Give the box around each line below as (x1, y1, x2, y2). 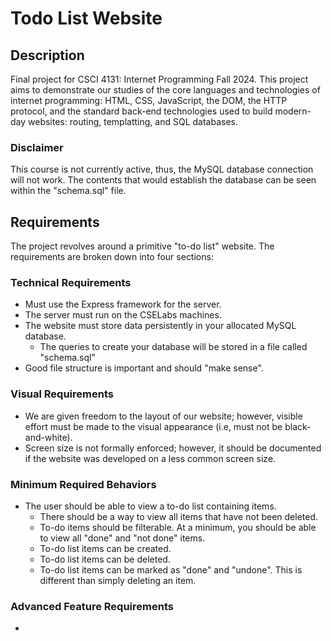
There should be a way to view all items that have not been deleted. (39, 511, 318, 522)
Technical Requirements (10, 276, 132, 290)
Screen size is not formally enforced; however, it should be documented (24, 442, 322, 454)
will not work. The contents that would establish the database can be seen (10, 174, 317, 186)
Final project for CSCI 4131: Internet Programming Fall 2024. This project (10, 73, 309, 85)
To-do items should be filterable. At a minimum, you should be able (39, 522, 317, 533)
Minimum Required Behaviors (10, 477, 157, 491)
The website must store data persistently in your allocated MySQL (24, 320, 297, 332)
